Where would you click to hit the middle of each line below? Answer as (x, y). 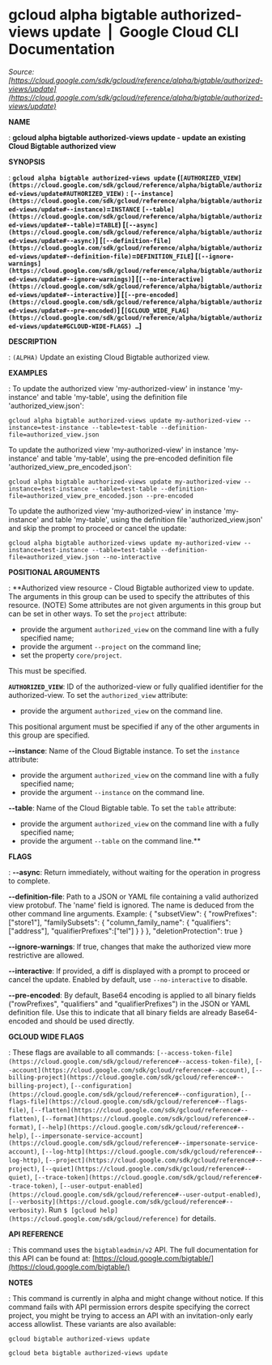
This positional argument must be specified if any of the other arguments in (134, 726)
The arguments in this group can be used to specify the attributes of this (129, 596)
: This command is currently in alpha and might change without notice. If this (136, 1298)
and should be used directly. (87, 1021)
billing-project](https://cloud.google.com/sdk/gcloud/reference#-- (126, 1077)
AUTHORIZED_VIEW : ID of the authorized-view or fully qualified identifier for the (136, 687)
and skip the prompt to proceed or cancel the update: (98, 528)
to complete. (30, 881)
